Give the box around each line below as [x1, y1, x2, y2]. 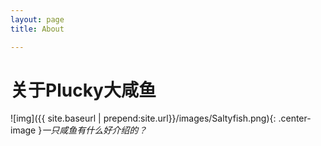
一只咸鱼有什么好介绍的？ [41, 124, 148, 136]
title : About [10, 24, 65, 34]
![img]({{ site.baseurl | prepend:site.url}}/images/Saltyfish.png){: [10, 112, 277, 125]
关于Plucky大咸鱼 [10, 79, 157, 101]
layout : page [10, 14, 65, 25]
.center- [278, 112, 312, 125]
